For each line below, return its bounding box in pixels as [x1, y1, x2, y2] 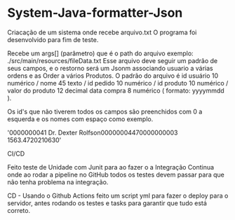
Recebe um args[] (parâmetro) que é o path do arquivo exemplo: [7, 49, 194, 57]
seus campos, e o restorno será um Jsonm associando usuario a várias [7, 64, 213, 72]
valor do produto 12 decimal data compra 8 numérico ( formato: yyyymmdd [7, 86, 224, 95]
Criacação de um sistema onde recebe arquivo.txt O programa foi [7, 28, 197, 36]
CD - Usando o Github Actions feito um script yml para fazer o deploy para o [7, 191, 229, 200]
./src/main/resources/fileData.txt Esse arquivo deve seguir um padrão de [7, 56, 218, 64]
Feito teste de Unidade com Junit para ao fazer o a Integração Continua [7, 163, 215, 171]
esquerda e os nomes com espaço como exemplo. [7, 114, 154, 123]
